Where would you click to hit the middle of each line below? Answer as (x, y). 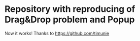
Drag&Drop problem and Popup (70, 20)
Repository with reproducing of (70, 9)
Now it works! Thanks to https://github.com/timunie (57, 33)
